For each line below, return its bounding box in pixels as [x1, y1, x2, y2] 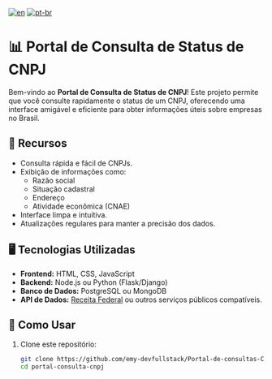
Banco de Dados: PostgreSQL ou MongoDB [19, 286, 167, 295]
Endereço [32, 192, 65, 202]
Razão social [32, 175, 76, 185]
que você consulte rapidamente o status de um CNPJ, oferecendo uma [8, 96, 245, 106]
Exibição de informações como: [19, 166, 127, 176]
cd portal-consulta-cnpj [19, 363, 105, 371]
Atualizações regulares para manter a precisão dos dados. [19, 218, 216, 228]
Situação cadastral [32, 183, 95, 194]
